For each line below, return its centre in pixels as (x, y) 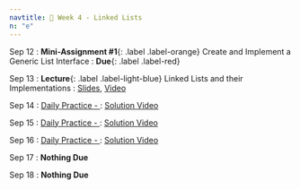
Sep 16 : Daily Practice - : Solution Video (84, 140)
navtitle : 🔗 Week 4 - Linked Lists (76, 17)
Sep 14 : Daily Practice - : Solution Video (84, 105)
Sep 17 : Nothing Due (49, 157)
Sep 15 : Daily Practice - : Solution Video (84, 123)
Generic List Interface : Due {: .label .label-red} (95, 61)
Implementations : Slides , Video (68, 88)
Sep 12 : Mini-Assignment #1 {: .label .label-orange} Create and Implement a (150, 51)
